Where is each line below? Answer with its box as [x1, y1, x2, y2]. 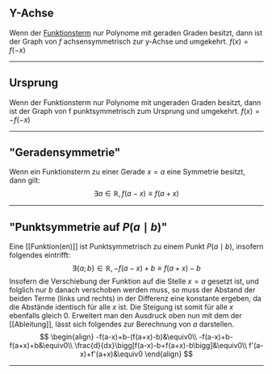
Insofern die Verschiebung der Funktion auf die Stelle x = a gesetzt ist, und [9, 276, 259, 286]
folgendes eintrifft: [9, 250, 71, 260]
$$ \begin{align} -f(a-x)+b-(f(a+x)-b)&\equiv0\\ [40, 332, 197, 342]
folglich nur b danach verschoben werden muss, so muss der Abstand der [9, 285, 256, 295]
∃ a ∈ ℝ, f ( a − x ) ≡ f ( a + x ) [93, 189, 180, 199]
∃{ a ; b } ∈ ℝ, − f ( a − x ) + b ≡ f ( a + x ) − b [72, 263, 201, 273]
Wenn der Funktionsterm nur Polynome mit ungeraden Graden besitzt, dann [9, 97, 262, 107]
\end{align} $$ [144, 349, 193, 359]
